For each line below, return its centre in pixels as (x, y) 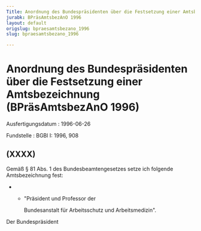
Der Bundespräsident (32, 221)
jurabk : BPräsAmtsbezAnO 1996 (44, 17)
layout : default (26, 23)
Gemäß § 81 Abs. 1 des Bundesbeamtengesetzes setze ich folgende (90, 169)
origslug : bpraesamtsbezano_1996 (48, 28)
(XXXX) (21, 154)
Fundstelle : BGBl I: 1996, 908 (42, 136)
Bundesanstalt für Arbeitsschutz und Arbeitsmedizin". (90, 210)
